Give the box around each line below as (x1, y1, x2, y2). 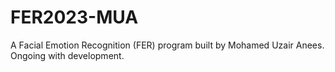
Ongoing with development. (10, 49, 125, 61)
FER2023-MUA (10, 6, 139, 29)
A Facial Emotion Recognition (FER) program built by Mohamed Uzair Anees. (10, 39, 325, 51)
